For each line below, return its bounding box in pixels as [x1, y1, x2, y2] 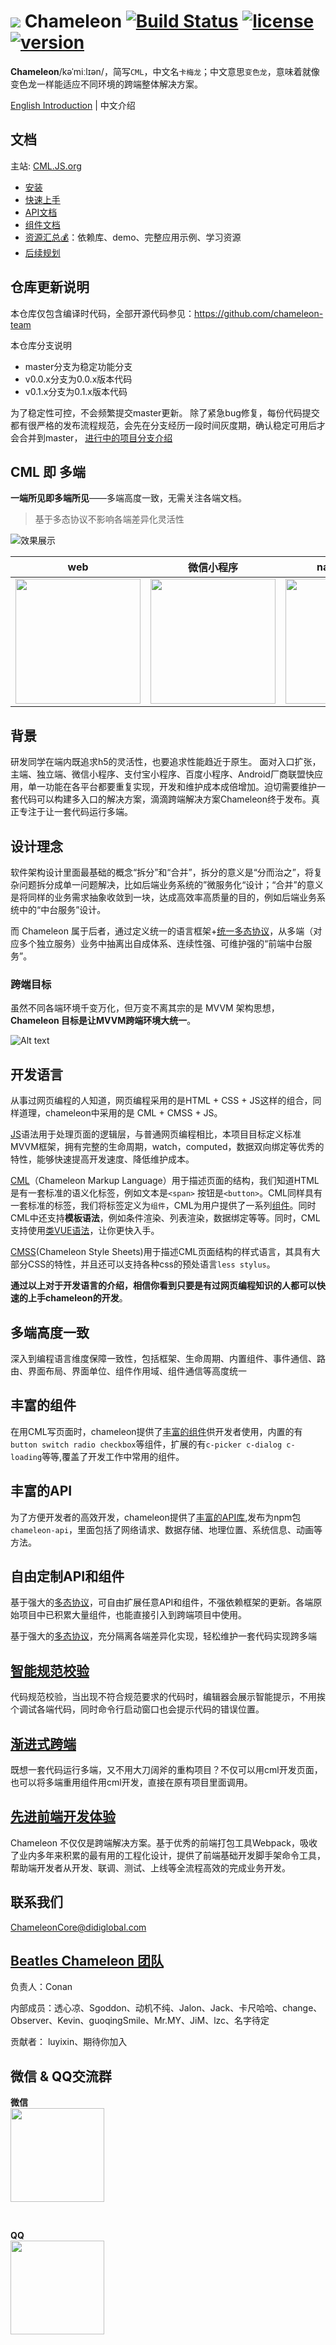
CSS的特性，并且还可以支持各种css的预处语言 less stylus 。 [27, 1258, 276, 1270]
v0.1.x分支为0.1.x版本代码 [24, 385, 128, 397]
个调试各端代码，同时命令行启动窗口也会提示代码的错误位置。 [10, 1703, 265, 1715]
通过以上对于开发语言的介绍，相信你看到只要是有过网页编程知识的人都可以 [10, 1280, 317, 1292]
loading [10, 1452, 43, 1462]
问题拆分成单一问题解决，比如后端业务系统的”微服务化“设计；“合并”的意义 [18, 879, 324, 890]
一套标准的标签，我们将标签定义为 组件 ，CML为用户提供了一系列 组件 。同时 [10, 1200, 317, 1212]
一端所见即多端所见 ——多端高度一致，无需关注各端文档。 [10, 492, 247, 504]
